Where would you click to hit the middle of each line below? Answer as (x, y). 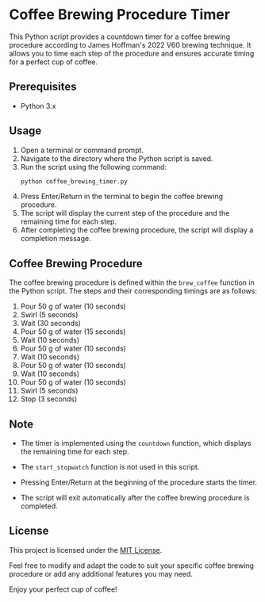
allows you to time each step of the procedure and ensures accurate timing (132, 53)
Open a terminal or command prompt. (82, 150)
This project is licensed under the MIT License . (86, 550)
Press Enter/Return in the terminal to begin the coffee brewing (122, 197)
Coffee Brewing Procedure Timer (120, 15)
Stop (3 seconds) (49, 399)
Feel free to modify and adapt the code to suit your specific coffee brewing (132, 566)
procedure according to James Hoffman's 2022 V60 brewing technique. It (130, 44)
